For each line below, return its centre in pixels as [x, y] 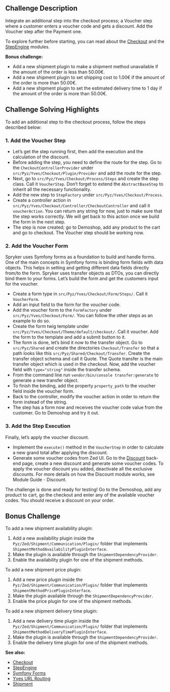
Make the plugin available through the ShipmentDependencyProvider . [83, 596]
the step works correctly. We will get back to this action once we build [86, 216]
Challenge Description [41, 8]
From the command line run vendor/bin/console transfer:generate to [86, 375]
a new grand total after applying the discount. [60, 452]
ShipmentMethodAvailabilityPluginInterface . [60, 549]
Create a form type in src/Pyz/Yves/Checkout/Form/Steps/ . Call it [80, 294]
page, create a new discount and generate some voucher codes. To [93, 463]
